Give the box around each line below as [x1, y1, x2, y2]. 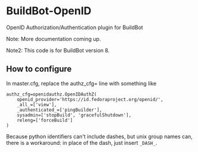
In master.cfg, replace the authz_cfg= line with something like [6, 80, 156, 87]
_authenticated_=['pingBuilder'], [17, 107, 102, 113]
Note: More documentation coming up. [6, 35, 101, 42]
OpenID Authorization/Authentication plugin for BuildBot [6, 24, 143, 31]
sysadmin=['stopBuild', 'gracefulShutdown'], [17, 112, 132, 118]
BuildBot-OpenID [6, 4, 92, 18]
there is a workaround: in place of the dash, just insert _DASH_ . [6, 139, 158, 146]
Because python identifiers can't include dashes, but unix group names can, [6, 132, 193, 140]
